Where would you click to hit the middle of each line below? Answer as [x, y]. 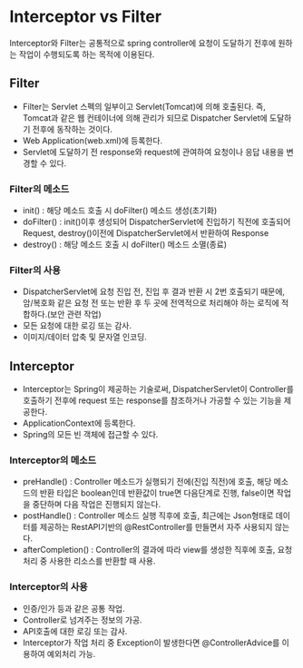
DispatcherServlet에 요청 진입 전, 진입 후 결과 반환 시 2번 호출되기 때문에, [154, 291]
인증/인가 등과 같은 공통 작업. [73, 608]
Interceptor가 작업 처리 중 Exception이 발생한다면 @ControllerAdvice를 [151, 643]
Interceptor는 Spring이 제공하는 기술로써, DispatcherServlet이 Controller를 [158, 389]
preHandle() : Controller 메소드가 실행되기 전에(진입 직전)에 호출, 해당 [147, 482]
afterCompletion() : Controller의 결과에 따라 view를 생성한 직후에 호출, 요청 [157, 550]
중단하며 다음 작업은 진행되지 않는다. [97, 505]
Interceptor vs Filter [85, 17]
